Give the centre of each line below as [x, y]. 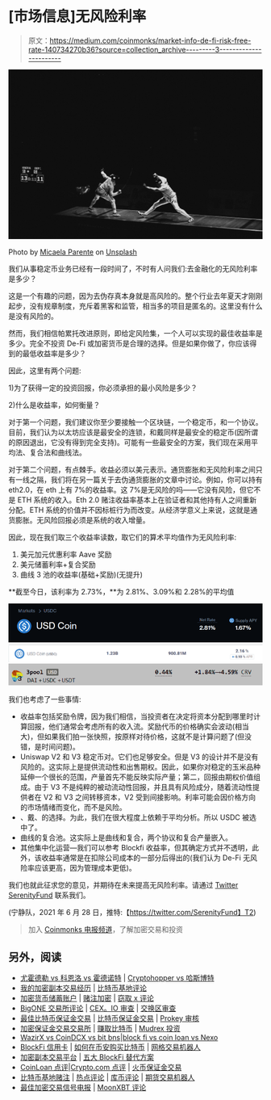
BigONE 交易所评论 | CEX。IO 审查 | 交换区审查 [98, 1008]
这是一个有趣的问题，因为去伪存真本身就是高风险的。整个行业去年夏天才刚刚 [135, 296]
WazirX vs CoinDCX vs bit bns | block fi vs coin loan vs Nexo [119, 1038]
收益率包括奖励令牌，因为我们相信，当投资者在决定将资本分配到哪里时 [137, 716]
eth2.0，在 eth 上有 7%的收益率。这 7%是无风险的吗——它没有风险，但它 [131, 489]
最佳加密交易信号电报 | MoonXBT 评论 [83, 1088]
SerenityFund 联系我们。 [49, 895]
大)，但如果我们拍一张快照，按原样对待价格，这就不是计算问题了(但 [132, 737]
